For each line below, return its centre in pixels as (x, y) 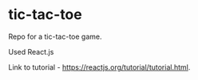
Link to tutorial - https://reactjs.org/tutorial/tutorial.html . (99, 67)
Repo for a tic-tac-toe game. (55, 36)
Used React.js (31, 51)
